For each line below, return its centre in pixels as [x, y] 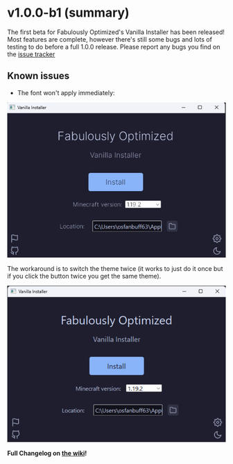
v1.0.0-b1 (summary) [68, 13]
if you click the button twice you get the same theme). [84, 276]
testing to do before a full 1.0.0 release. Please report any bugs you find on [114, 47]
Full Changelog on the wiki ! [47, 453]
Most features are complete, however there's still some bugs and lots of [110, 39]
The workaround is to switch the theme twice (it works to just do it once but [115, 268]
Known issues [38, 76]
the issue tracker [31, 54]
